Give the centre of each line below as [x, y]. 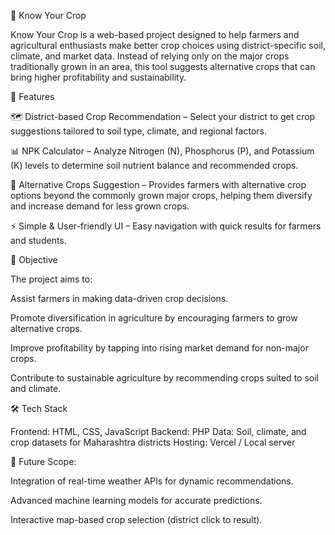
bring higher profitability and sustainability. [98, 77]
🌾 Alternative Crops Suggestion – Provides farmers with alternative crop [158, 184]
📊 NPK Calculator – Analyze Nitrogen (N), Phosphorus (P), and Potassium [162, 151]
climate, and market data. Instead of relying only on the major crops [150, 56]
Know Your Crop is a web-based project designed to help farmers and [155, 34]
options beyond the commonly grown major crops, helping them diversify [161, 195]
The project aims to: [51, 279]
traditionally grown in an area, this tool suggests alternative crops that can [163, 66]
